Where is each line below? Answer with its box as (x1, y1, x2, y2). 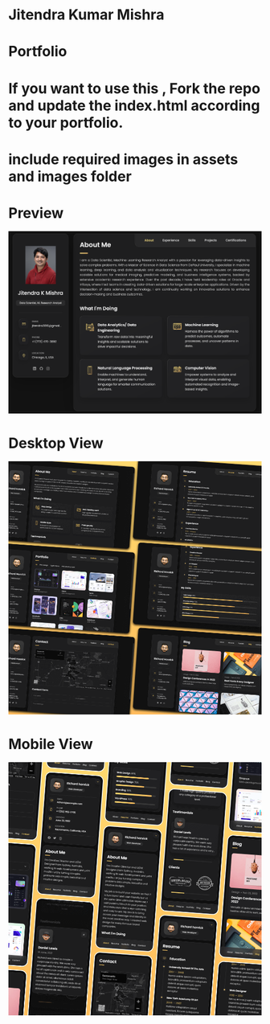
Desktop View (8, 434, 104, 452)
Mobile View (8, 735, 93, 753)
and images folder (8, 167, 133, 186)
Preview (8, 203, 64, 222)
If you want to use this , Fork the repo (8, 79, 261, 97)
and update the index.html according (8, 96, 260, 114)
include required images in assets (8, 150, 239, 168)
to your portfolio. (8, 113, 124, 132)
